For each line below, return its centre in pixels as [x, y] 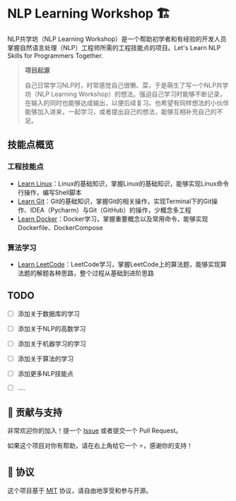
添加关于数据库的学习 [48, 313]
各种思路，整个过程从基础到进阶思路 [101, 273]
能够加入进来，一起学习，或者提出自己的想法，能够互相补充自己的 [120, 111]
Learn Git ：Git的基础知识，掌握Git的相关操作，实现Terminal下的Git [114, 201]
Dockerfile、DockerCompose [60, 227]
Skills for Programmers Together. [55, 55]
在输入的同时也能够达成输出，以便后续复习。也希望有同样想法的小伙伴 [127, 102]
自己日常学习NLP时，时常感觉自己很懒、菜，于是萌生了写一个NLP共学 [126, 85]
